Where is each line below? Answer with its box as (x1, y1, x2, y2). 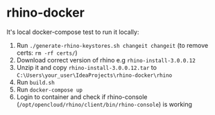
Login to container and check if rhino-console (16, 92, 148, 101)
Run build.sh (16, 78, 55, 86)
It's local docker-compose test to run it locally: (6, 28, 139, 36)
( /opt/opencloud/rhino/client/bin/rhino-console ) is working (16, 100, 192, 108)
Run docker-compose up (16, 85, 83, 94)
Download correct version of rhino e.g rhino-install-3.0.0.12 (16, 55, 196, 64)
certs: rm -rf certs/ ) (16, 48, 78, 57)
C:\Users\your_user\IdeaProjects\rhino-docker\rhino (16, 71, 173, 79)
